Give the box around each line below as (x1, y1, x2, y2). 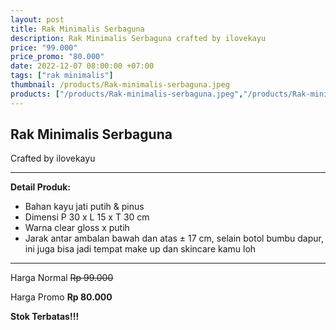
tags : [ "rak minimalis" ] (10, 71, 114, 81)
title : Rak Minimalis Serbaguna (10, 24, 145, 34)
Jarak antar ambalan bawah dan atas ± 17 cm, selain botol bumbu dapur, (24, 232, 324, 245)
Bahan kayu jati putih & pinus (24, 201, 145, 213)
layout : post (10, 14, 65, 25)
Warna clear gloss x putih (24, 222, 130, 234)
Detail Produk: (10, 181, 72, 193)
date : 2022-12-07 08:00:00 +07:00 (10, 61, 155, 71)
